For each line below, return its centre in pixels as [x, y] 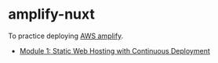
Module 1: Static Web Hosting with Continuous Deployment [114, 51]
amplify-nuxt [52, 14]
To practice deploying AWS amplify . [66, 36]
